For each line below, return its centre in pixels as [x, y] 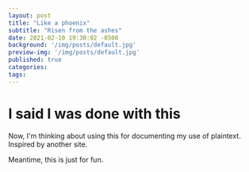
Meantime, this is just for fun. [56, 159]
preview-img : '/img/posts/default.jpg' [74, 52]
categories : [28, 67]
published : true [35, 60]
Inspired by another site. [48, 144]
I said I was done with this [94, 114]
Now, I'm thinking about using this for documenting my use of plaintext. [125, 136]
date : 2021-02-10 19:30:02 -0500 [63, 38]
